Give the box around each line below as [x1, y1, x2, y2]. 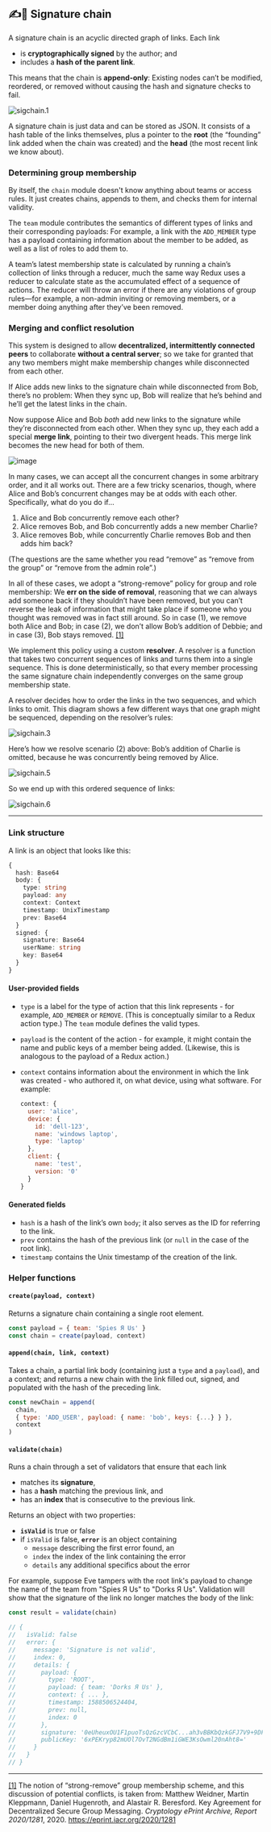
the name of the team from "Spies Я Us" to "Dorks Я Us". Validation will [8, 1584, 245, 1594]
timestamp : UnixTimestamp [23, 906, 110, 914]
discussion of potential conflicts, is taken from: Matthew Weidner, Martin [8, 1788, 249, 1798]
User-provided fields [8, 983, 80, 993]
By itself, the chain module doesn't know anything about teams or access [8, 186, 252, 195]
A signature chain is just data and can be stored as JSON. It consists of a [8, 121, 251, 131]
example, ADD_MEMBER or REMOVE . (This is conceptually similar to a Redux [19, 1010, 256, 1020]
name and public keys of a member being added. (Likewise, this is [19, 1043, 240, 1053]
